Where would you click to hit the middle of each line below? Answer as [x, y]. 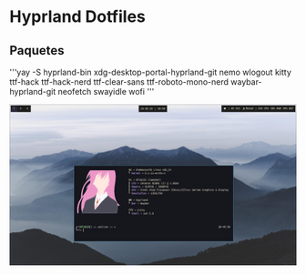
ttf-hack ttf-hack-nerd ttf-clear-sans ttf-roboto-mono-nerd [119, 82]
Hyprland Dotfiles [77, 17]
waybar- [246, 82]
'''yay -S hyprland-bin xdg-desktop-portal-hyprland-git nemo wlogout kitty [150, 72]
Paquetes [37, 51]
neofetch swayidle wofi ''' [106, 92]
